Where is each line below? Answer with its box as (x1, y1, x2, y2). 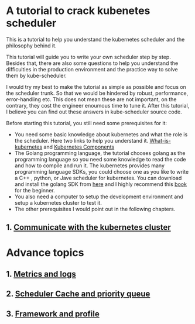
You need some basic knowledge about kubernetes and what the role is (14, 130, 188, 138)
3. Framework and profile (6, 309, 100, 319)
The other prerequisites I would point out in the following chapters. (14, 205, 176, 212)
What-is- (149, 137, 171, 144)
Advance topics (6, 246, 84, 259)
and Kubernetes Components (43, 143, 115, 150)
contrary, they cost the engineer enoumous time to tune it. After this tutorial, (6, 102, 190, 109)
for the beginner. (14, 187, 55, 194)
